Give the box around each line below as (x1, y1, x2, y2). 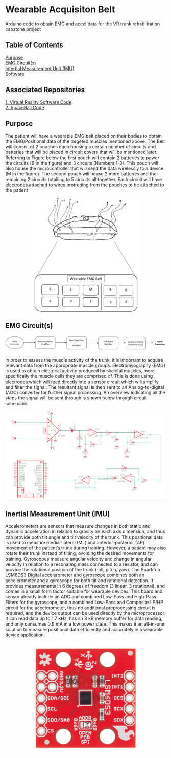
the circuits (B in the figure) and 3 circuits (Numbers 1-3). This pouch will (5, 160, 158, 166)
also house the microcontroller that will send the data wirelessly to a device (5, 165, 164, 172)
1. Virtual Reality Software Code (5, 99, 72, 105)
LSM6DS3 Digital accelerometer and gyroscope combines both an (5, 572, 144, 578)
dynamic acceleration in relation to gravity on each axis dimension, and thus (5, 528, 165, 535)
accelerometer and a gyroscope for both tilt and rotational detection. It (5, 577, 154, 584)
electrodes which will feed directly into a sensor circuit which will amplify (5, 378, 159, 385)
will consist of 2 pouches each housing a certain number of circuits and (5, 144, 156, 150)
